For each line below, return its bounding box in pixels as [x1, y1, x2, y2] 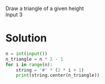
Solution [5, 32, 47, 45]
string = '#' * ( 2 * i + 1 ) [16, 67, 84, 73]
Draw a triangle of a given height [5, 5, 84, 12]
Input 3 [5, 11, 23, 18]
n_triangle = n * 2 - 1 [5, 56, 64, 62]
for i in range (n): [5, 61, 53, 68]
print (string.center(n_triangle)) [16, 72, 100, 78]
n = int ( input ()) [5, 51, 48, 57]
